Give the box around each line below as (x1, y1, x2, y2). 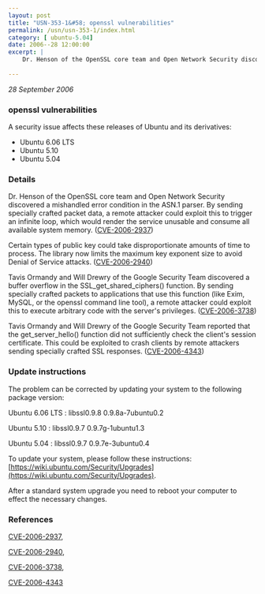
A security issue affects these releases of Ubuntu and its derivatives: (8, 122, 232, 132)
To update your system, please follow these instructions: (8, 454, 192, 463)
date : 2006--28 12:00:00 (8, 41, 90, 49)
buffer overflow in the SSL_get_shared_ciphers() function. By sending (8, 281, 234, 290)
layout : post (8, 11, 51, 20)
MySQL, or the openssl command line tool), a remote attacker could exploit (8, 297, 252, 308)
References (8, 514, 54, 525)
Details (8, 174, 36, 185)
